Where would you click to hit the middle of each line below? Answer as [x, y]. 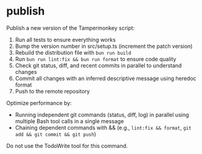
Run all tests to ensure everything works [66, 39]
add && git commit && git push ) [56, 134]
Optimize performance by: [39, 103]
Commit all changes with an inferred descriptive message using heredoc [106, 78]
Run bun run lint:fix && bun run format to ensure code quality [96, 59]
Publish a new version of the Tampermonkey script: [71, 28]
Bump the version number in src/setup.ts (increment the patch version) [104, 46]
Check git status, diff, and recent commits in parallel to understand [98, 65]
